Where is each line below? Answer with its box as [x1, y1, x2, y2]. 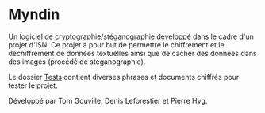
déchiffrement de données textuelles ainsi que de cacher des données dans [8, 48, 257, 58]
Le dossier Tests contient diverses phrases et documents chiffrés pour [8, 72, 240, 81]
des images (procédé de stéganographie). [8, 57, 146, 66]
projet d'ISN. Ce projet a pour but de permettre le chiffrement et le [8, 40, 225, 49]
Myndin [8, 6, 60, 24]
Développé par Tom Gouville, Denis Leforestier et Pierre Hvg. [8, 96, 208, 105]
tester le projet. [8, 81, 58, 90]
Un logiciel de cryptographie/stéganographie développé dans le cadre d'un [8, 32, 254, 41]
